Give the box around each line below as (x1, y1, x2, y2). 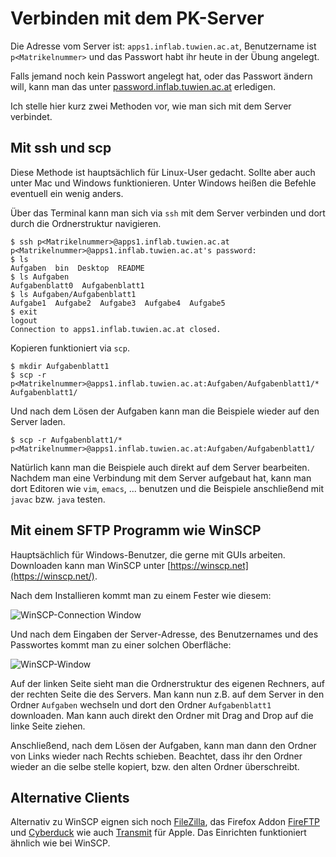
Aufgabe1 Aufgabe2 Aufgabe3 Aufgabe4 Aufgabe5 (10, 298, 226, 308)
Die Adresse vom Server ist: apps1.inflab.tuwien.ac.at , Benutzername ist (10, 40, 317, 52)
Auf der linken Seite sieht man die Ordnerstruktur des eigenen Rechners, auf (10, 677, 325, 689)
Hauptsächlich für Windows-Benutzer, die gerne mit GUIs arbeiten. (10, 548, 286, 561)
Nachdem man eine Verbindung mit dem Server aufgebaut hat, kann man (10, 472, 312, 484)
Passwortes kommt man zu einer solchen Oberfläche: (10, 638, 232, 651)
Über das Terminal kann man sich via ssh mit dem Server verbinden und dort (10, 207, 326, 219)
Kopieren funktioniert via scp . (10, 342, 130, 354)
